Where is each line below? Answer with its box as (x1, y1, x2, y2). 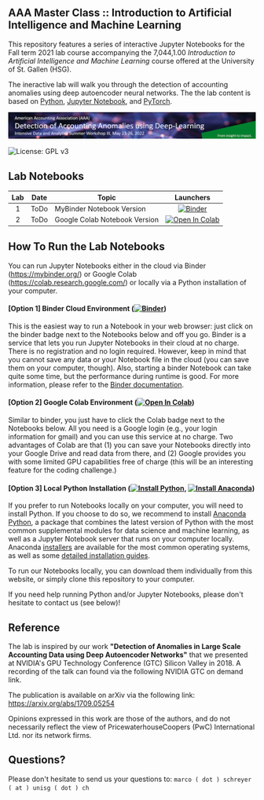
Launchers (174, 193, 211, 202)
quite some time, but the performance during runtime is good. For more (8, 371, 240, 380)
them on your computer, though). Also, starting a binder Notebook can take (8, 363, 251, 372)
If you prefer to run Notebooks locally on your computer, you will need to (8, 501, 244, 510)
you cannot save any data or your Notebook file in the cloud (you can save (8, 354, 250, 364)
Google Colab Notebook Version (54, 215, 159, 225)
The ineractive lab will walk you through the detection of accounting (8, 79, 229, 89)
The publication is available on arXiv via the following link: (8, 690, 195, 699)
